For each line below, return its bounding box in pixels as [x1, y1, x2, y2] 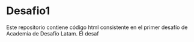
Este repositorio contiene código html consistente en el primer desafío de [6, 24, 188, 31]
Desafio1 [6, 4, 50, 18]
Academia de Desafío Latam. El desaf [6, 30, 99, 37]
